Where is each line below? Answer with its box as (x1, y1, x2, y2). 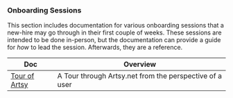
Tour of (10, 71, 35, 81)
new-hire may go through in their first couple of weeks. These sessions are (7, 28, 222, 37)
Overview (123, 59, 157, 69)
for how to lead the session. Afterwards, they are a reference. (7, 43, 183, 52)
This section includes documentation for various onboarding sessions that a (7, 21, 224, 30)
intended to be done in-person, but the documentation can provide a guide (7, 36, 221, 44)
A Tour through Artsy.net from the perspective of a (57, 71, 222, 81)
